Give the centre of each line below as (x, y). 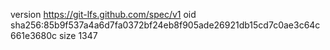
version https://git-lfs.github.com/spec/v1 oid (103, 14)
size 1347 (78, 35)
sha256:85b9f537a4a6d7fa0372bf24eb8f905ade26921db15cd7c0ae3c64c (165, 25)
